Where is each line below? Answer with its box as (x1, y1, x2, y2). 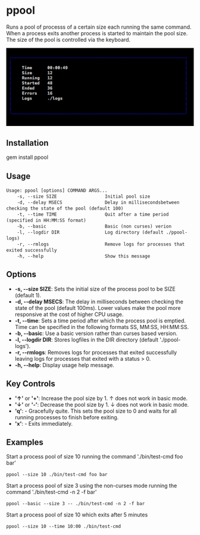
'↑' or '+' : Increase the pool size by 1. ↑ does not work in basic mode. (14, 395, 188, 402)
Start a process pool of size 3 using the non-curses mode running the (6, 482, 177, 490)
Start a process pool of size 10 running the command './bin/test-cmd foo (6, 453, 183, 460)
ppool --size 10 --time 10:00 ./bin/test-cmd (6, 524, 121, 530)
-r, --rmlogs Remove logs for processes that (17, 241, 185, 247)
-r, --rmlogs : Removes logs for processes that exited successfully (14, 349, 177, 356)
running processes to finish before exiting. (14, 413, 119, 421)
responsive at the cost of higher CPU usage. (14, 310, 124, 318)
